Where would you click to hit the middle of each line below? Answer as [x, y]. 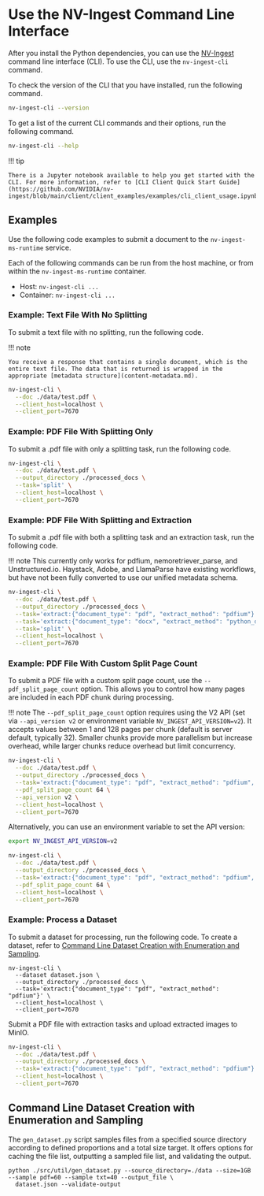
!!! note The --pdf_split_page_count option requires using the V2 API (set [127, 713]
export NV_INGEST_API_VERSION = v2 [63, 841]
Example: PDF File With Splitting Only [81, 432]
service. [59, 247]
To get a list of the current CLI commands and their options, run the [117, 123]
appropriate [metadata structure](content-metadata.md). [103, 376]
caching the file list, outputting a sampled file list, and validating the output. [130, 1156]
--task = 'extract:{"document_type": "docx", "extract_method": [119, 621]
